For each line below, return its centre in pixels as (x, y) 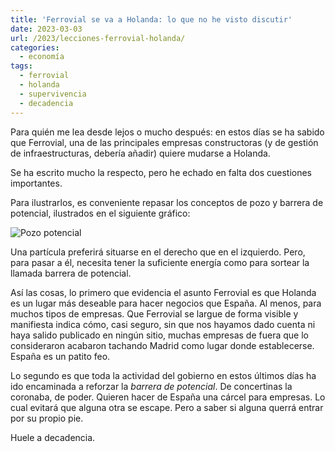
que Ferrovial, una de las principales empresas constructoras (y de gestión (164, 142)
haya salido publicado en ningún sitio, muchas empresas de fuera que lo (159, 335)
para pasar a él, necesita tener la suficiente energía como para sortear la (160, 262)
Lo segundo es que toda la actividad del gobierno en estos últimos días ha (163, 375)
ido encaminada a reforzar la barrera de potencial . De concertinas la (151, 386)
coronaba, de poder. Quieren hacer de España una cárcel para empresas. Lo (168, 397)
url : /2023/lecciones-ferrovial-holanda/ (98, 38)
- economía (42, 57)
